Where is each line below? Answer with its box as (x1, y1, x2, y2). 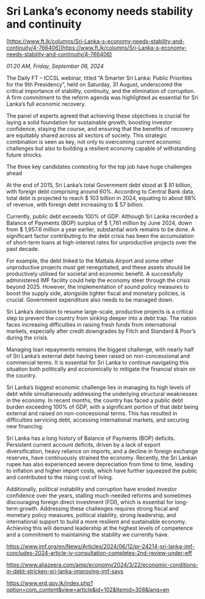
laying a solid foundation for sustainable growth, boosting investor (6, 118, 173, 126)
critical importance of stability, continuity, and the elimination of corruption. (6, 87, 196, 94)
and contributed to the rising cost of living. (6, 473, 113, 481)
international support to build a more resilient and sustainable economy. (6, 518, 187, 525)
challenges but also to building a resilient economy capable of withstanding (6, 144, 196, 152)
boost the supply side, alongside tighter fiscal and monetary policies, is (6, 289, 185, 297)
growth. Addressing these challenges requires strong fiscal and (19, 505, 179, 512)
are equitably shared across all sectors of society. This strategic (6, 132, 168, 139)
